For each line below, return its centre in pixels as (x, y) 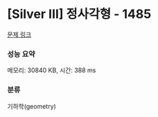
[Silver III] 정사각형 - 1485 (79, 14)
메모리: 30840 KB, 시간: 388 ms (52, 70)
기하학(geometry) (32, 106)
